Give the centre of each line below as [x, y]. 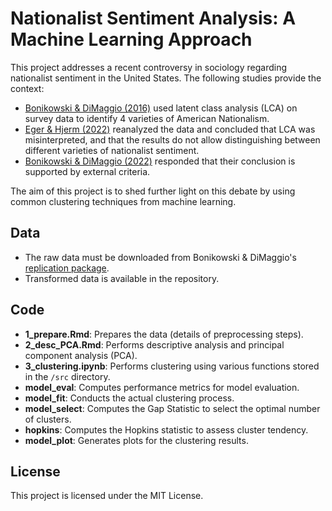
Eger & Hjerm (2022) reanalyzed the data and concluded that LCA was [170, 129]
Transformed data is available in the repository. [122, 278]
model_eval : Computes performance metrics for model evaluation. [162, 387]
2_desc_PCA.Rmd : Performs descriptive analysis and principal [154, 344]
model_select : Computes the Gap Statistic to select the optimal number [172, 408]
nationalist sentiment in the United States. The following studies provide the [166, 78]
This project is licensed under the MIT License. [107, 496]
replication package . [67, 268]
